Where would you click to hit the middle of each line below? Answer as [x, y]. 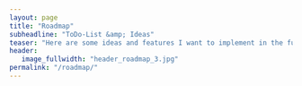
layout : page [34, 17]
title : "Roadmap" [42, 26]
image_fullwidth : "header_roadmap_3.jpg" [100, 59]
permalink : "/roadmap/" [54, 68]
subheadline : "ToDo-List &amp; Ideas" [82, 34]
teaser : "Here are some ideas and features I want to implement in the [146, 43]
